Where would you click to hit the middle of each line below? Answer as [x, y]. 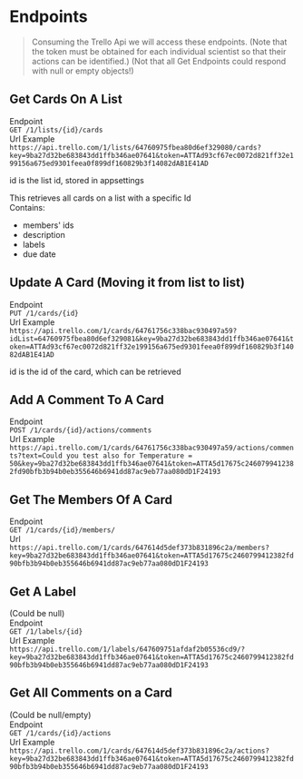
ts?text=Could [36, 456]
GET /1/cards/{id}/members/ [63, 530]
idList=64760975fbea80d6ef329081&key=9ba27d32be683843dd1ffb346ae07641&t [152, 339]
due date [39, 254]
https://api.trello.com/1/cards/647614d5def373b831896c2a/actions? [140, 751]
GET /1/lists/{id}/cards [56, 130]
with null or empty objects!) [83, 71]
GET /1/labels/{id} [46, 632]
